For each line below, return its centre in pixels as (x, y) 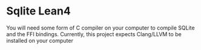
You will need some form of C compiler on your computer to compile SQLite (100, 28)
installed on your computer (40, 40)
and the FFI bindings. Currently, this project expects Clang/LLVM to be (94, 34)
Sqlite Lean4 (38, 11)
